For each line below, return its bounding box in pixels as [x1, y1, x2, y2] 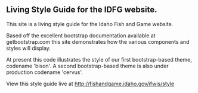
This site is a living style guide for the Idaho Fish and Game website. [6, 20, 174, 27]
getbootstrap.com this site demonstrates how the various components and [6, 38, 190, 45]
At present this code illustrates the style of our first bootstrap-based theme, [6, 56, 192, 63]
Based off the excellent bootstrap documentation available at [6, 32, 156, 39]
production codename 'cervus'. [6, 68, 83, 76]
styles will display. [6, 44, 51, 52]
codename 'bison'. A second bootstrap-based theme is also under [6, 62, 169, 69]
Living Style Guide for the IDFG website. [6, 5, 157, 15]
